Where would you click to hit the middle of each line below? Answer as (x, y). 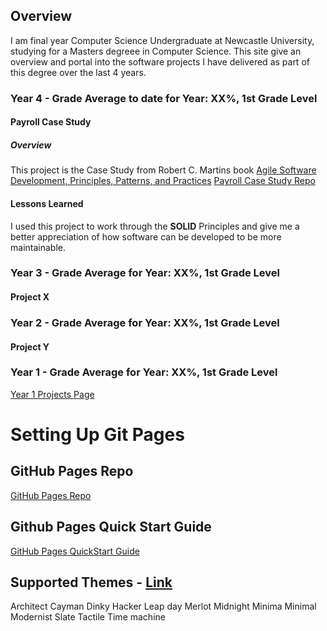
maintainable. (38, 247)
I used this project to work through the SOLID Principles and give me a (155, 226)
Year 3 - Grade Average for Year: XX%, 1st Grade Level (145, 273)
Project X (30, 297)
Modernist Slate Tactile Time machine (88, 617)
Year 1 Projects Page (52, 394)
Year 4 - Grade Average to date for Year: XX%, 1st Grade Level (164, 98)
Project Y (30, 346)
